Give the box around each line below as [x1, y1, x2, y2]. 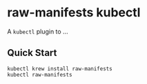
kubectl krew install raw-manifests [7, 65, 112, 72]
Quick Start [7, 47, 57, 59]
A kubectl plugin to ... [7, 27, 68, 36]
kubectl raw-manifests [7, 71, 72, 78]
